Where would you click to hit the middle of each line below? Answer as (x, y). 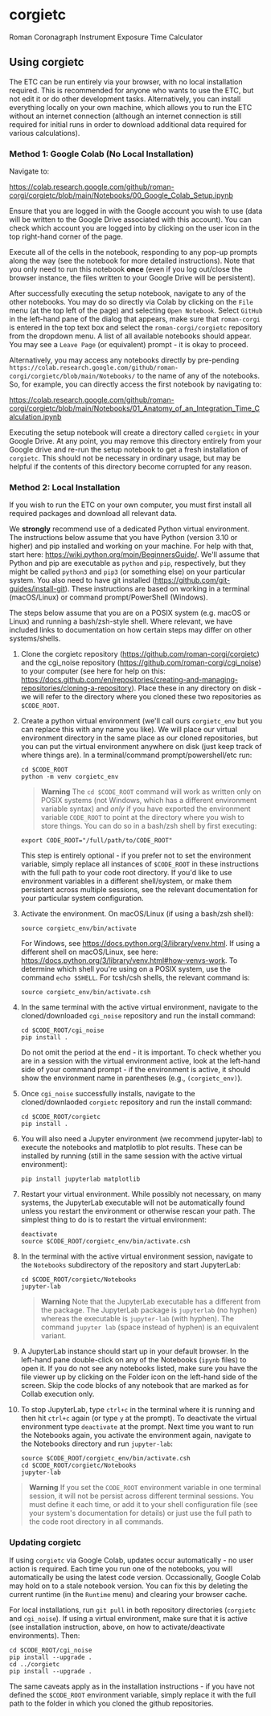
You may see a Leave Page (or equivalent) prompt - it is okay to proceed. (129, 345)
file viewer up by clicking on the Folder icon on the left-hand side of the (139, 1377)
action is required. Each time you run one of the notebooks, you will (121, 1568)
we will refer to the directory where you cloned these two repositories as (141, 697)
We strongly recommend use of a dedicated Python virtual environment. (129, 529)
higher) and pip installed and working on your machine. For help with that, (131, 546)
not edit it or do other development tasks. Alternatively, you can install (125, 99)
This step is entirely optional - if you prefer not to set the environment (136, 856)
